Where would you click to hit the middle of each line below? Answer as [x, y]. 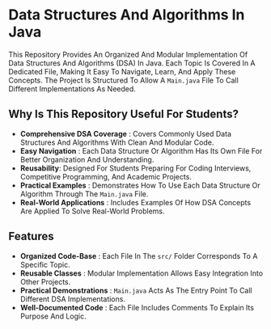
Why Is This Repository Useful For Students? [123, 114]
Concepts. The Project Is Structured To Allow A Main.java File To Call [123, 80]
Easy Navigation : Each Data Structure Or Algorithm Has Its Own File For [141, 150]
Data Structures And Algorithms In [127, 15]
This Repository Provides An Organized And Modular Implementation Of [128, 54]
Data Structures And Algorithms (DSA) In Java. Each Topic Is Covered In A [132, 63]
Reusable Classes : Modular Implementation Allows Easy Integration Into [142, 273]
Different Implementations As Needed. [72, 89]
